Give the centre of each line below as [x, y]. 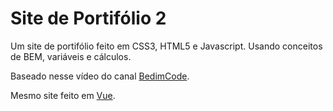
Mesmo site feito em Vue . [63, 95]
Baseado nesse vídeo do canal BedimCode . [100, 76]
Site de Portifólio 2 [88, 18]
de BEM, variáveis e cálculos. [71, 56]
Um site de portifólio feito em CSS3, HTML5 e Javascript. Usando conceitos [166, 46]
